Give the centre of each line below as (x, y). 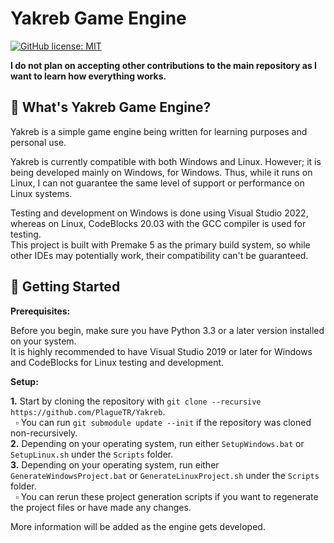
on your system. (43, 341)
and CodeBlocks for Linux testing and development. (117, 362)
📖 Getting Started (65, 287)
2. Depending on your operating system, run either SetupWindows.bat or (157, 443)
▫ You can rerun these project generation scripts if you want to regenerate (166, 496)
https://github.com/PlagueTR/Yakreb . (88, 411)
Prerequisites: (40, 311)
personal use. (38, 142)
